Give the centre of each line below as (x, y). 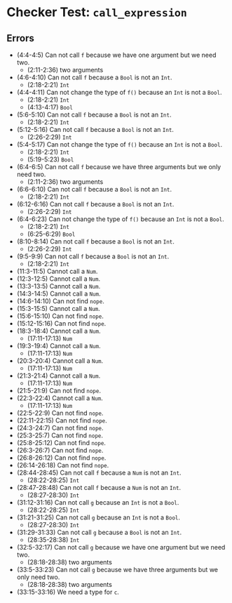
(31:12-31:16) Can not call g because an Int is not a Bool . (98, 502)
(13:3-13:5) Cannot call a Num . (59, 286)
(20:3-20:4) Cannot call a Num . (60, 361)
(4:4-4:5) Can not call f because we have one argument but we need (116, 55)
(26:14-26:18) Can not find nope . (63, 465)
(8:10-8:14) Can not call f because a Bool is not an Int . (95, 241)
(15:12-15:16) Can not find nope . (61, 323)
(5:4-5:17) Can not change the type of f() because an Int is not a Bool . (119, 144)
